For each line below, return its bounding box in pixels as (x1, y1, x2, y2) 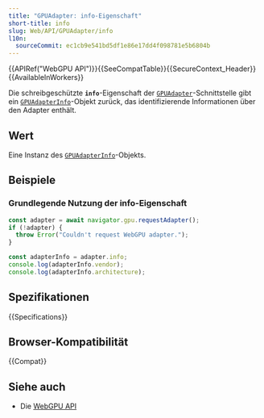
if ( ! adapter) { (8, 224, 63, 232)
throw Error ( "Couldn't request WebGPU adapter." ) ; (15, 231, 189, 239)
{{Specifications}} (8, 311, 68, 321)
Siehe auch (8, 380, 66, 394)
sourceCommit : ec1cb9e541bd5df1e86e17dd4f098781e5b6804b (15, 42, 211, 50)
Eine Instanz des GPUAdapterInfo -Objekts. (8, 150, 146, 160)
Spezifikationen (8, 291, 90, 304)
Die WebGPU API (19, 401, 77, 412)
